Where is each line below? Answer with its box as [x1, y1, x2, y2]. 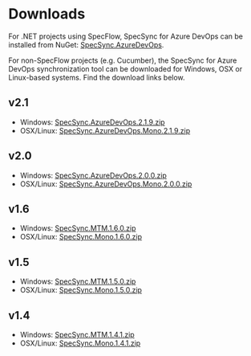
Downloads [8, 5, 86, 23]
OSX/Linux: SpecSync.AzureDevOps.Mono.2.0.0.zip [19, 178, 192, 189]
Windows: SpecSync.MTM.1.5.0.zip [19, 276, 136, 286]
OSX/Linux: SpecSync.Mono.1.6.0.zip [19, 232, 143, 242]
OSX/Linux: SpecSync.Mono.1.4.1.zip [19, 338, 141, 348]
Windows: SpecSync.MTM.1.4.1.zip [19, 330, 135, 339]
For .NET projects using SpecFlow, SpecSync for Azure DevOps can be [8, 31, 243, 41]
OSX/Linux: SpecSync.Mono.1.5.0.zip [19, 285, 143, 295]
